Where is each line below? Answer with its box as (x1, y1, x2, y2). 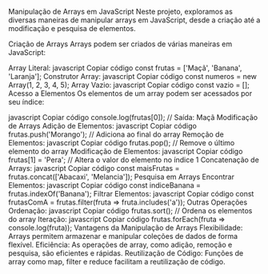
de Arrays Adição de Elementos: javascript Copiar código (8, 121, 198, 130)
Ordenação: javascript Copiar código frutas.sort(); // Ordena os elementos (8, 206, 253, 215)
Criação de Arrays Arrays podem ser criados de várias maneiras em (8, 39, 233, 49)
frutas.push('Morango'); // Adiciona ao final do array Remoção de (8, 129, 224, 139)
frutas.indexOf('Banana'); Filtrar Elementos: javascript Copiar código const (8, 189, 254, 198)
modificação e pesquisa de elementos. (8, 24, 136, 33)
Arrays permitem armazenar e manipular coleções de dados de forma (8, 232, 238, 240)
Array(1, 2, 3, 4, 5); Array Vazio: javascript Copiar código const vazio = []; (8, 80, 250, 89)
